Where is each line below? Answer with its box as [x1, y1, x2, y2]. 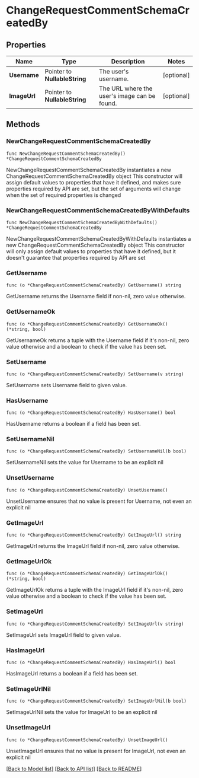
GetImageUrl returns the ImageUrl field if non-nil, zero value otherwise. [6, 543, 180, 550]
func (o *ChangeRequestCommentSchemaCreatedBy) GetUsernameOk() [6, 321, 168, 327]
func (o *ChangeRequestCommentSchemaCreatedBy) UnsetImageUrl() [6, 736, 168, 743]
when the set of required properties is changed [6, 191, 121, 199]
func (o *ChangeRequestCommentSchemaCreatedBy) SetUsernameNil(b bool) [6, 448, 187, 454]
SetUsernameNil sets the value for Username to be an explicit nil [6, 459, 164, 466]
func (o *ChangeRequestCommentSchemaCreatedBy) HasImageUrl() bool [6, 659, 176, 665]
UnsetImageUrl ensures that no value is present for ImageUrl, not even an [6, 747, 186, 754]
